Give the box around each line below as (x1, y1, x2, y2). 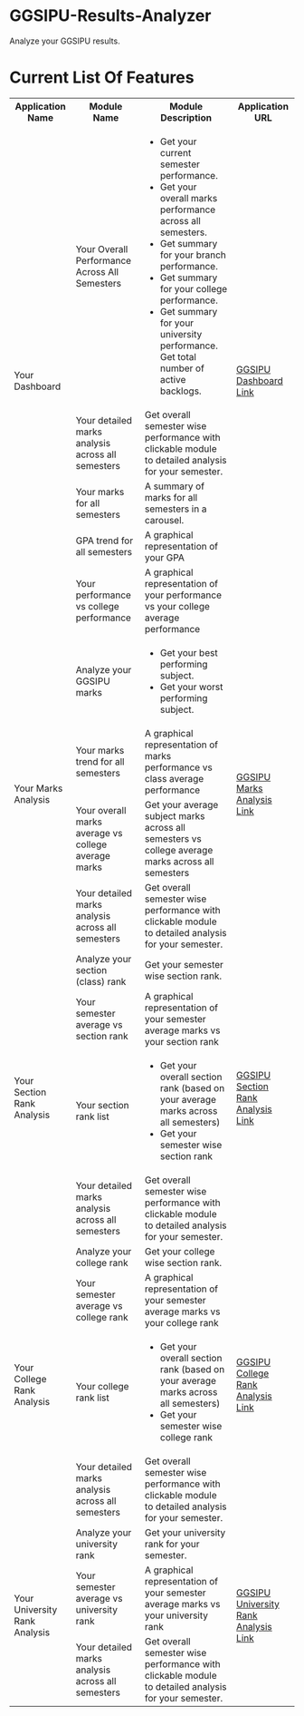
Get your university (144, 1526, 226, 1538)
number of (159, 362, 205, 375)
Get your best (159, 646, 219, 658)
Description (159, 111, 213, 123)
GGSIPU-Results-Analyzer (9, 5, 212, 26)
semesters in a (144, 502, 207, 515)
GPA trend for (75, 534, 134, 547)
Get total (159, 350, 197, 363)
